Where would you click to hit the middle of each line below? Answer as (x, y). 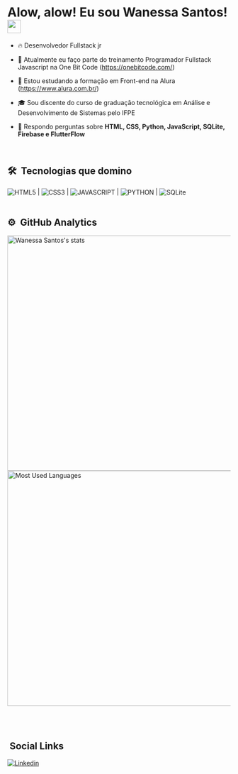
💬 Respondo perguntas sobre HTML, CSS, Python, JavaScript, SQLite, (121, 126)
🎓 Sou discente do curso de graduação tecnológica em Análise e (114, 102)
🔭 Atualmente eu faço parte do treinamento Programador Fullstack (114, 59)
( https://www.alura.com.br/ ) (58, 88)
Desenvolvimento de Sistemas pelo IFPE (76, 113)
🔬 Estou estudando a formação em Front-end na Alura (96, 81)
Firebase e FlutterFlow (51, 134)
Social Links (37, 746)
